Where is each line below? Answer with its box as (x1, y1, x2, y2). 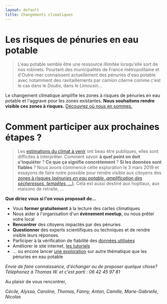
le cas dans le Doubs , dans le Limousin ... (17, 83, 102, 89)
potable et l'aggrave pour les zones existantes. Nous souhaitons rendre (5, 98, 155, 104)
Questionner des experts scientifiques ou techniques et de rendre (12, 227, 150, 233)
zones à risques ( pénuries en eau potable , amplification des (17, 175, 142, 181)
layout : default (5, 7, 39, 13)
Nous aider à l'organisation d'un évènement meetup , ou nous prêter (12, 211, 154, 217)
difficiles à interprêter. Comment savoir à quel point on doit (17, 154, 141, 160)
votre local (12, 216, 35, 222)
